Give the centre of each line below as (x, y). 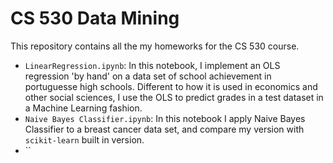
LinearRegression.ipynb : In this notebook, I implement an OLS (152, 65)
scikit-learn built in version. (84, 139)
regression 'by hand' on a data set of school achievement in (148, 76)
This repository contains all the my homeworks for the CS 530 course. (155, 46)
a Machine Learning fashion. (83, 108)
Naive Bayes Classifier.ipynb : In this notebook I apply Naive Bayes (165, 118)
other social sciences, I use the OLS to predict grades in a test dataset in (174, 97)
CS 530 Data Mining (95, 18)
